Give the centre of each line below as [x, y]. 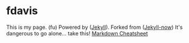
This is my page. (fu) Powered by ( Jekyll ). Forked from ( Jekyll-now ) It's [94, 27]
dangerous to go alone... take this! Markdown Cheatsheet [77, 33]
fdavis [22, 11]
